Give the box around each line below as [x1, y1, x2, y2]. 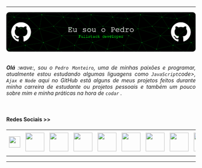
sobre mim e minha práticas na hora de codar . [6, 89, 122, 97]
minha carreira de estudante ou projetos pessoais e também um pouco [6, 83, 196, 90]
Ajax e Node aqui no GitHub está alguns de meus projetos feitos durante [6, 76, 196, 84]
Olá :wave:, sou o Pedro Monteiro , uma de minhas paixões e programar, [6, 64, 196, 71]
